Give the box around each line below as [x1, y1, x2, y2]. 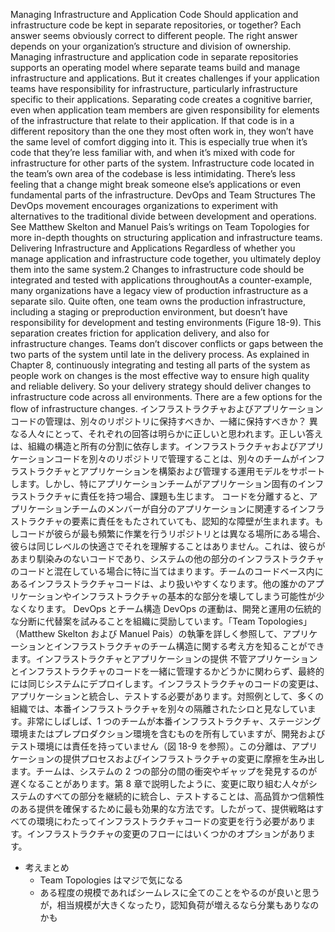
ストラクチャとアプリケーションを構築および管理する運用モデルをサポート [18, 465, 326, 477]
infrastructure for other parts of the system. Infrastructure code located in [10, 157, 315, 169]
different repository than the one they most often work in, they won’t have [10, 125, 314, 137]
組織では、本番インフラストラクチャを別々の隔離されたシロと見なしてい [10, 703, 308, 714]
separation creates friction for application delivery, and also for [10, 327, 270, 339]
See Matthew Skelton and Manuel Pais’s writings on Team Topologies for [10, 221, 310, 233]
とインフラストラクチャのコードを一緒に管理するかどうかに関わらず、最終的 [10, 665, 325, 677]
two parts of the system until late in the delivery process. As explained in [10, 349, 310, 360]
